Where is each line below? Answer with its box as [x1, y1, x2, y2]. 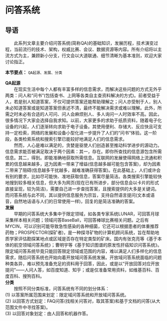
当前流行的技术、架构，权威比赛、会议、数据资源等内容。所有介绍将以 [13, 46, 158, 52]
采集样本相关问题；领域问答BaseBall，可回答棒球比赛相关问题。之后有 [5, 217, 149, 223]
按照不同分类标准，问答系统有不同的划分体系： [14, 286, 110, 292]
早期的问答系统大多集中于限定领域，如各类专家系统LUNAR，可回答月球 [14, 211, 160, 217]
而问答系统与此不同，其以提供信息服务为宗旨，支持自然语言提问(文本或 [5, 192, 151, 198]
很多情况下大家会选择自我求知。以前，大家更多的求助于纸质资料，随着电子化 [5, 118, 162, 123]
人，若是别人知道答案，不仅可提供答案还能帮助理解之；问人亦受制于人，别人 [5, 99, 162, 105]
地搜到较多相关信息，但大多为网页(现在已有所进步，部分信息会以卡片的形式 [5, 180, 160, 185]
